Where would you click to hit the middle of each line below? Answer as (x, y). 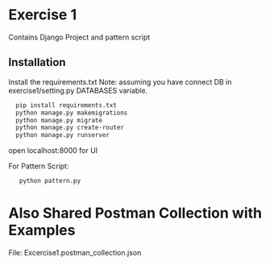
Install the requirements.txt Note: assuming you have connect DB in (120, 81)
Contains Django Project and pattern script (79, 37)
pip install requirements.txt (66, 105)
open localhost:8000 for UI (53, 151)
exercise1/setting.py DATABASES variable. (78, 90)
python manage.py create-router (70, 128)
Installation (37, 62)
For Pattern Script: (39, 166)
